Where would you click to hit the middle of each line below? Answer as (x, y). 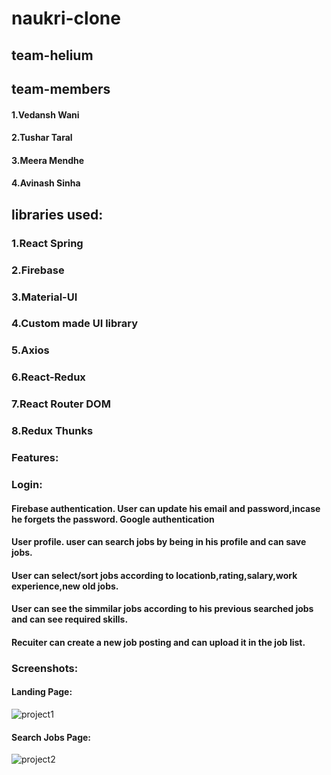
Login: (27, 484)
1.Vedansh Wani (45, 114)
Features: (35, 458)
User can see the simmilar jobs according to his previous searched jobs (162, 609)
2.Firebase (38, 270)
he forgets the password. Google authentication (113, 519)
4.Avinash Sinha (46, 183)
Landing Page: (42, 692)
